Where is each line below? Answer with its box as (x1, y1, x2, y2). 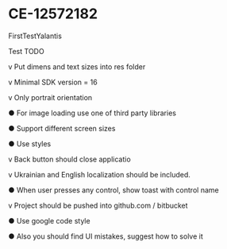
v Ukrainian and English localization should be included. (8, 169, 190, 179)
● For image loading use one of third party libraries (8, 108, 177, 118)
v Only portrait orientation (8, 92, 93, 102)
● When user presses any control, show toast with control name (8, 185, 220, 195)
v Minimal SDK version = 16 (8, 77, 98, 87)
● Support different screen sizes (8, 123, 116, 133)
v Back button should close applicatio (8, 154, 131, 164)
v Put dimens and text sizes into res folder (8, 61, 146, 72)
